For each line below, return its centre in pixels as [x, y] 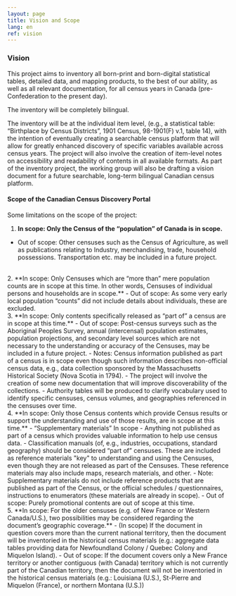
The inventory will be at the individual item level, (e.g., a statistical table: [111, 123]
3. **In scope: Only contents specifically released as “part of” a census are [117, 316]
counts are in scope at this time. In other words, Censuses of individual [110, 285]
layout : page [26, 14]
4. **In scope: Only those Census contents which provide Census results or [118, 413]
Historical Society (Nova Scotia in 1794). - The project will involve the [107, 375]
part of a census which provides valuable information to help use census [112, 435]
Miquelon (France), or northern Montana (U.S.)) [76, 585]
